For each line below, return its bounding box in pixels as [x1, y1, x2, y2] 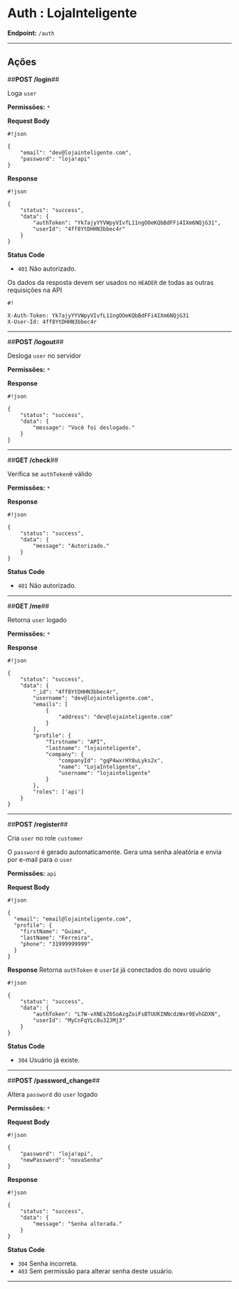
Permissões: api [7, 869, 57, 878]
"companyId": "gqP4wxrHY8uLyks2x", [58, 757, 164, 764]
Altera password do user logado [7, 1090, 98, 1098]
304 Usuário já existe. [17, 1055, 80, 1064]
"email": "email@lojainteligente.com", [14, 916, 132, 923]
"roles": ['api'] [33, 788, 84, 796]
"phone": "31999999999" [20, 941, 91, 948]
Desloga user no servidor [7, 351, 82, 360]
